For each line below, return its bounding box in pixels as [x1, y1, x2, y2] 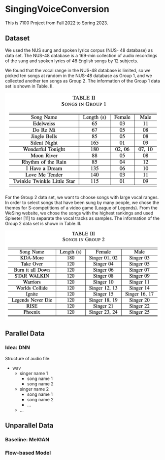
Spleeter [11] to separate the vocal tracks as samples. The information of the [5, 215, 160, 221]
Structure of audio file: [5, 355, 51, 361]
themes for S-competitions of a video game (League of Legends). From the [5, 205, 158, 211]
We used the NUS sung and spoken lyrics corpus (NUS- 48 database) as [5, 47, 153, 53]
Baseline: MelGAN [5, 436, 50, 443]
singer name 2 [19, 386, 49, 392]
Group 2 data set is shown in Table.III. [5, 221, 82, 227]
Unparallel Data [5, 421, 54, 430]
